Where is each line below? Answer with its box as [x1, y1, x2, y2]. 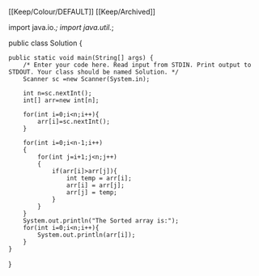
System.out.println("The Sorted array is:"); [23, 217, 180, 225]
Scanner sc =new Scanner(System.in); [23, 75, 151, 83]
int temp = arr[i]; [66, 174, 132, 182]
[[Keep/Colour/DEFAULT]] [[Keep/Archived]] [8, 7, 156, 16]
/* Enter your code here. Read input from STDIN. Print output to [23, 61, 252, 69]
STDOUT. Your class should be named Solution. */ [8, 68, 180, 76]
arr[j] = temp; [66, 189, 117, 197]
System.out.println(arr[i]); [37, 231, 136, 239]
